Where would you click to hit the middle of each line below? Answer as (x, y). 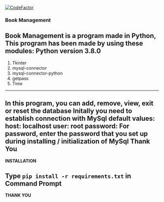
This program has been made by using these (74, 44)
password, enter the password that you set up (76, 134)
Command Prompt (33, 183)
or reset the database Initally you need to (69, 111)
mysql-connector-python (37, 73)
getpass (20, 78)
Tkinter (19, 63)
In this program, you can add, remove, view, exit (79, 103)
